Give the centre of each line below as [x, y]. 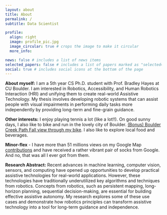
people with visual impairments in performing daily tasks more [69, 104]
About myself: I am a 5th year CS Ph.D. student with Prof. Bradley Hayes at [82, 83]
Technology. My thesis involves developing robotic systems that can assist [82, 99]
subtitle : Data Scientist [32, 24]
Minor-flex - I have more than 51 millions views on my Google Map [73, 145]
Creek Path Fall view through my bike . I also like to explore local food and [80, 130]
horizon [13, 191]
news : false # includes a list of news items [53, 60]
